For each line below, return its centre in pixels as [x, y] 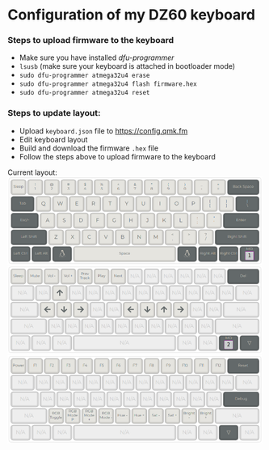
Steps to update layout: [55, 113]
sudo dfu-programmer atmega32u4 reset [84, 93]
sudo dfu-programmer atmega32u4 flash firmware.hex [108, 84]
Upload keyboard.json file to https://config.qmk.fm [103, 130]
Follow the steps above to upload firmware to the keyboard [117, 156]
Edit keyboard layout [53, 139]
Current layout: [32, 172]
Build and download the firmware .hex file [89, 148]
